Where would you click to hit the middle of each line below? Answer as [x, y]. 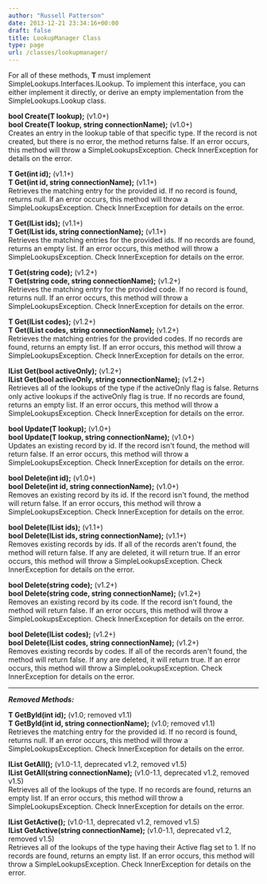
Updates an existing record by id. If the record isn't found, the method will [129, 446]
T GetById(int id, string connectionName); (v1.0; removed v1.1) [112, 723]
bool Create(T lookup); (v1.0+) [59, 116]
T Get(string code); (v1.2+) [53, 272]
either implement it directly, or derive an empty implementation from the [126, 92]
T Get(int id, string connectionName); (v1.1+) [83, 182]
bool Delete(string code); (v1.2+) [63, 585]
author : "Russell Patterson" [56, 16]
